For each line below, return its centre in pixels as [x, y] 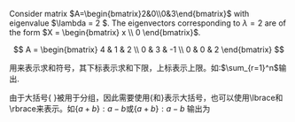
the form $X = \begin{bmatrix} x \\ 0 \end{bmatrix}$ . [105, 32]
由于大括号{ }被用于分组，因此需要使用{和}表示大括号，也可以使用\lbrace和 [146, 98]
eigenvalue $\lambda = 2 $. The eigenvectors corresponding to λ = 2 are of [147, 23]
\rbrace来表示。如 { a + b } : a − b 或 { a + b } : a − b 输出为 [110, 109]
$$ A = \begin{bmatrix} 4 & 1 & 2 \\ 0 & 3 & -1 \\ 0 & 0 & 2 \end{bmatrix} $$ [149, 50]
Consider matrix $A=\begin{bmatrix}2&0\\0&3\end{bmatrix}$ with [129, 14]
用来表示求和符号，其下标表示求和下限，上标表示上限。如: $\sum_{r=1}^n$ [144, 68]
